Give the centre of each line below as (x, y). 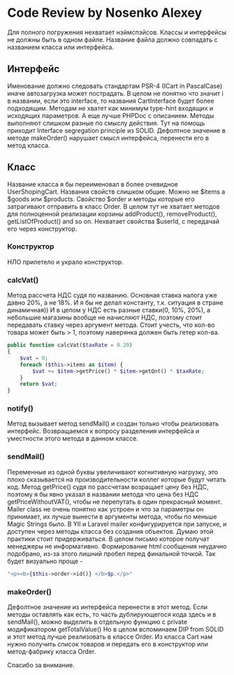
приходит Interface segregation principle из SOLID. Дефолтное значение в (116, 130)
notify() (20, 409)
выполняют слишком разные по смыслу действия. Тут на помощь (106, 123)
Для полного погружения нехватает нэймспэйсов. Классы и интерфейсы (117, 32)
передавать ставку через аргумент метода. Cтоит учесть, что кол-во (111, 325)
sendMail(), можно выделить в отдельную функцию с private (97, 622)
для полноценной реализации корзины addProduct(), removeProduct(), (112, 214)
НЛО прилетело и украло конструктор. (65, 262)
